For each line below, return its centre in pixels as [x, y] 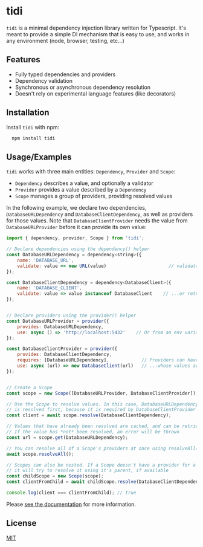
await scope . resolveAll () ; [40, 454]
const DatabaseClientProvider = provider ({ [62, 349]
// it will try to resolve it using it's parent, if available [88, 471]
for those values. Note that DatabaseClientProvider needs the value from [97, 221]
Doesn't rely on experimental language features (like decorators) [95, 93]
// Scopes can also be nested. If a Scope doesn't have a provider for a [101, 465]
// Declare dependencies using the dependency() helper [78, 249]
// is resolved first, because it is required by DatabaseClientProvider [101, 410]
